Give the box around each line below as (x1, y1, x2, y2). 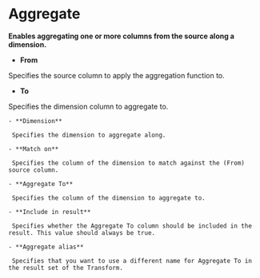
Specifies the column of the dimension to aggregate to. (11, 193, 206, 202)
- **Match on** (8, 145, 59, 153)
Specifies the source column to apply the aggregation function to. (8, 70, 226, 80)
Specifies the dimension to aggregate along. (11, 131, 166, 139)
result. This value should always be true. (8, 228, 156, 236)
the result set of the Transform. (8, 264, 124, 272)
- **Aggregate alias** (8, 243, 84, 251)
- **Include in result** (8, 208, 91, 216)
